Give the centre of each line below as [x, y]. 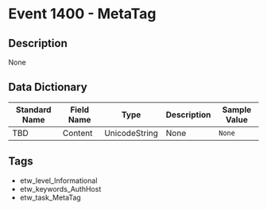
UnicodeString [132, 133]
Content [77, 133]
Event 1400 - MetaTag [82, 14]
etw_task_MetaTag [50, 197]
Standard [33, 110]
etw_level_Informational [58, 181]
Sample [237, 110]
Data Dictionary [48, 87]
